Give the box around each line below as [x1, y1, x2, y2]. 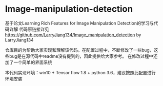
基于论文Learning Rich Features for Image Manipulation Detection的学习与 [5, 20, 154, 26]
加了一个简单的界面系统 [5, 59, 52, 65]
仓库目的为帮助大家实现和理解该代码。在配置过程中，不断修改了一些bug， [5, 47, 154, 53]
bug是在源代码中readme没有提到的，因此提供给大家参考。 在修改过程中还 [9, 53, 158, 59]
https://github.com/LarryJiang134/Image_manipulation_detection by [5, 32, 142, 38]
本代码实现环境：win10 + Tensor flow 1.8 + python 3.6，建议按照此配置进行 [5, 69, 156, 75]
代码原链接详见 [19, 26, 49, 32]
